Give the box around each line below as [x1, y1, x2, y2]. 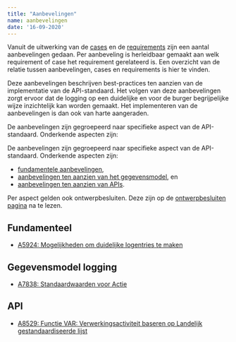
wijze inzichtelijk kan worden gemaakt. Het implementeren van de [7, 102, 198, 110]
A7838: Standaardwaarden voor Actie [17, 280, 128, 288]
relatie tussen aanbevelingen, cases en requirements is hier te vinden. [7, 65, 211, 74]
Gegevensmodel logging [7, 261, 118, 273]
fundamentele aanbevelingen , [17, 165, 104, 174]
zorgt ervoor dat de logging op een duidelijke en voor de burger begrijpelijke [7, 94, 229, 102]
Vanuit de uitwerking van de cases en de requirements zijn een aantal [7, 43, 209, 52]
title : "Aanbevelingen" [7, 10, 77, 18]
